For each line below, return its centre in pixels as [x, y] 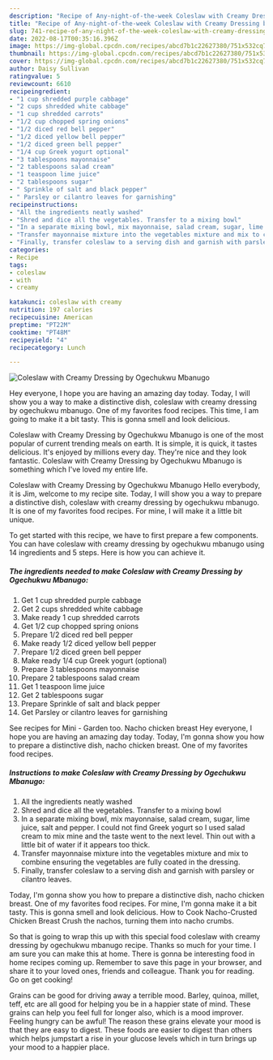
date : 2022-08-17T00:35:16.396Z [64, 39]
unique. [22, 519]
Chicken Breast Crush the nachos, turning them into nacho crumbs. [122, 921]
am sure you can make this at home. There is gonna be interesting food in [132, 954]
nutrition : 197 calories [51, 310]
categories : [29, 250]
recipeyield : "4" [38, 340]
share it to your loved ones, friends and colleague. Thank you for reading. [132, 972]
